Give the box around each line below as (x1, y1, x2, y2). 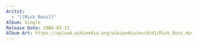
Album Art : (6, 30, 33, 36)
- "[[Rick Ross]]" (11, 14, 57, 20)
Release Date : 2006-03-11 (6, 25, 70, 31)
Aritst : (6, 8, 25, 15)
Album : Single (6, 19, 41, 25)
